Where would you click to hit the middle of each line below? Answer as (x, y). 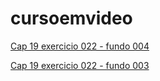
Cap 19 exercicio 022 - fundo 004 (80, 46)
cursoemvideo (71, 18)
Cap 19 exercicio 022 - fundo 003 (80, 65)
